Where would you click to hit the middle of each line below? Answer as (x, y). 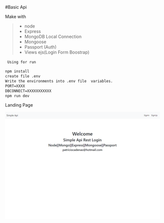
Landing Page (19, 105)
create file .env (23, 76)
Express (33, 31)
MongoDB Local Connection (53, 37)
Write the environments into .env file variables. (59, 81)
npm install (17, 71)
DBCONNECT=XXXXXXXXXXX (28, 91)
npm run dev (17, 96)
